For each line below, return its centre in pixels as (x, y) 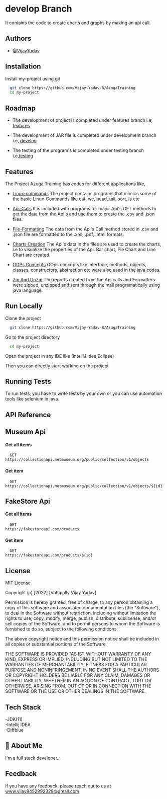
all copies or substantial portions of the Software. (56, 644)
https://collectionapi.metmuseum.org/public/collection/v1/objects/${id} (84, 486)
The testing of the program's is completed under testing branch (78, 150)
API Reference (28, 415)
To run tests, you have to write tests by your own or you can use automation (83, 393)
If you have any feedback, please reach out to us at (58, 786)
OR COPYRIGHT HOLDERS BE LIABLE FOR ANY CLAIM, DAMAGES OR (78, 675)
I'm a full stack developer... (33, 758)
